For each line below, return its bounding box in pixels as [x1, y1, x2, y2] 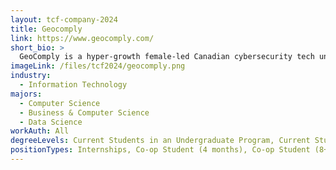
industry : [10, 71, 52, 81]
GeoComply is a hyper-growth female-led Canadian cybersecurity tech [19, 52, 315, 62]
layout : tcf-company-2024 [10, 14, 118, 25]
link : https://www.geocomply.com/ [10, 33, 155, 43]
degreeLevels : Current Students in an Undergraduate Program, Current [10, 136, 311, 146]
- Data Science [19, 117, 83, 127]
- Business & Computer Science [19, 107, 150, 118]
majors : [10, 89, 43, 99]
